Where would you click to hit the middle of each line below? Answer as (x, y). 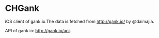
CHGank (22, 8)
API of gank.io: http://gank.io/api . (38, 30)
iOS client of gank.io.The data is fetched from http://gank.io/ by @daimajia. (79, 21)
